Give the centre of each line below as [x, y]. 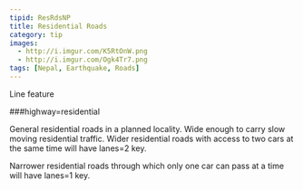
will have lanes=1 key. [50, 175]
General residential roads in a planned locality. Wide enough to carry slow [147, 128]
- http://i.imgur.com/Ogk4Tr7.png [83, 60]
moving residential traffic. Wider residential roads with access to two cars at [151, 138]
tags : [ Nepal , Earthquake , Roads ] [75, 69]
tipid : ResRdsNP [40, 18]
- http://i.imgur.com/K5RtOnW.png [83, 52]
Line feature [32, 94]
